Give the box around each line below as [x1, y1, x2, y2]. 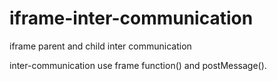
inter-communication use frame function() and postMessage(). [9, 59, 267, 71]
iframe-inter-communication [9, 7, 254, 30]
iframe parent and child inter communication [9, 40, 192, 52]
